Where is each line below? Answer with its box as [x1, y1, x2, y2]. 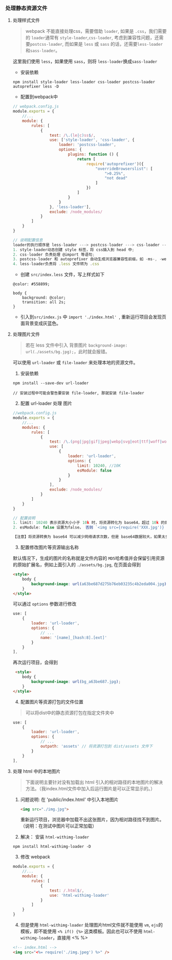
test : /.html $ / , [49, 888, 84, 893]
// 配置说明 [12, 515, 35, 520]
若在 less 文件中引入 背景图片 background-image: [25, 342, 128, 348]
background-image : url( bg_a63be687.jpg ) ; [31, 679, 121, 684]
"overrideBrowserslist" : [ [95, 166, 153, 171]
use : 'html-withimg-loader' [49, 893, 110, 898]
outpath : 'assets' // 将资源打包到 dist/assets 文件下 [40, 744, 153, 749]
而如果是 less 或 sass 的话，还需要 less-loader [64, 41, 163, 47]
